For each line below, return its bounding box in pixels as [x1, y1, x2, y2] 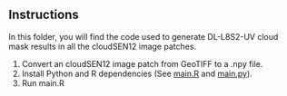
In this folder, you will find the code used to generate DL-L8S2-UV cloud [8, 31, 279, 42]
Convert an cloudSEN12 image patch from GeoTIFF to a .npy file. [21, 58, 263, 69]
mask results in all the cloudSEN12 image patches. [8, 41, 197, 52]
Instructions [8, 7, 79, 23]
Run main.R [21, 77, 65, 89]
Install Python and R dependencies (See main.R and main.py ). [21, 68, 253, 79]
